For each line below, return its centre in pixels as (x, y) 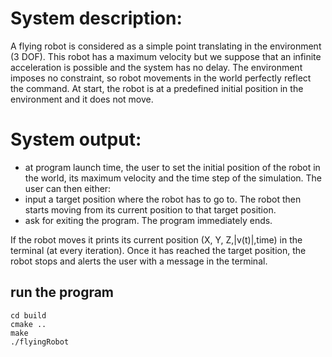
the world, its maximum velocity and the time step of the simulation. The (173, 178)
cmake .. (28, 324)
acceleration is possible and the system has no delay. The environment (156, 67)
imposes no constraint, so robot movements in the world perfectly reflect (161, 78)
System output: (76, 139)
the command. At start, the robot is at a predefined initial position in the (157, 88)
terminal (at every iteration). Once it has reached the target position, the (158, 250)
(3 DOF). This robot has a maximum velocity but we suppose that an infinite (166, 56)
